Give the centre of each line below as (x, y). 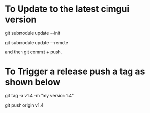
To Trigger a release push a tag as (75, 72)
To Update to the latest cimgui (67, 9)
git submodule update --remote (37, 42)
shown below (33, 82)
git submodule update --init (33, 33)
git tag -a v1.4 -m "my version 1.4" (40, 95)
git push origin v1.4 (24, 105)
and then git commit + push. (33, 52)
